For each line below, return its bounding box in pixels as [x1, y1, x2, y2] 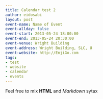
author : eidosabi [5, 12, 42, 17]
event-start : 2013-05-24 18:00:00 [5, 31, 79, 36]
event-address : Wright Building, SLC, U [5, 45, 93, 51]
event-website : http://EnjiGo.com [5, 50, 79, 55]
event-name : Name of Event [5, 21, 63, 27]
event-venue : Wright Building [5, 41, 70, 46]
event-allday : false [5, 27, 49, 32]
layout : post [5, 17, 33, 22]
